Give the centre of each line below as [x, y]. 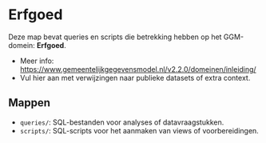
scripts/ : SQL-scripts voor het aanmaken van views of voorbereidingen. [139, 130]
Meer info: [37, 61]
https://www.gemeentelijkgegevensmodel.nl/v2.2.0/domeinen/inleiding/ [138, 69]
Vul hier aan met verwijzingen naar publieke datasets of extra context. [135, 77]
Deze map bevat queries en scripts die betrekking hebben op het [115, 37]
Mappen [29, 103]
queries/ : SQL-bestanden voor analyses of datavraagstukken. [122, 122]
